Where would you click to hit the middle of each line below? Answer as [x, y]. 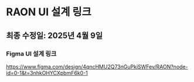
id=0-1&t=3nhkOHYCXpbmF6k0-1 [47, 73]
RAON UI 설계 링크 [49, 12]
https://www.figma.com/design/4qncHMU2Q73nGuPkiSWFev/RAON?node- [97, 66]
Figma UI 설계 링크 [31, 53]
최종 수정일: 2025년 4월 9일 [54, 35]
